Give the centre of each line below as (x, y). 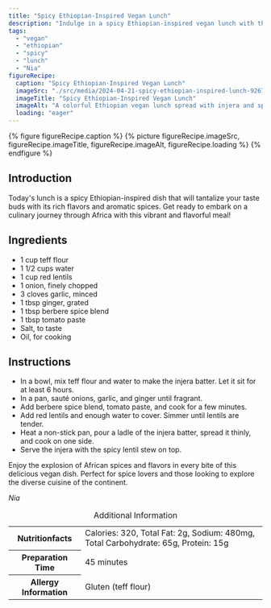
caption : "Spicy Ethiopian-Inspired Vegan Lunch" (100, 83)
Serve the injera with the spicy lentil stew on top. (101, 450)
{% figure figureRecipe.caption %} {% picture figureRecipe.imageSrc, (124, 136)
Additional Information (135, 515)
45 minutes (106, 562)
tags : (17, 31)
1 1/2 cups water (47, 268)
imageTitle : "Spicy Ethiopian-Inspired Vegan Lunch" (106, 98)
